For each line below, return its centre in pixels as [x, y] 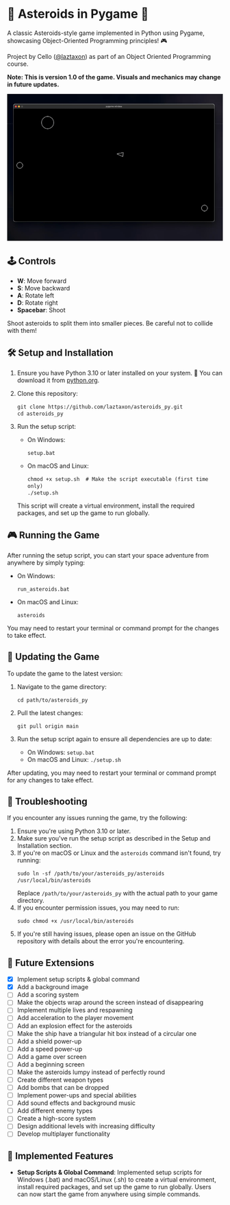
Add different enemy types [55, 1111]
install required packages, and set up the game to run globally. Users [114, 1187]
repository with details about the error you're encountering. [101, 941]
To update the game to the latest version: [65, 673]
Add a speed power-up [50, 1049]
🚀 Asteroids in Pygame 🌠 [78, 14]
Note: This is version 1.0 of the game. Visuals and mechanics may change [114, 77]
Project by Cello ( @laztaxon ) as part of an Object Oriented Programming [109, 56]
